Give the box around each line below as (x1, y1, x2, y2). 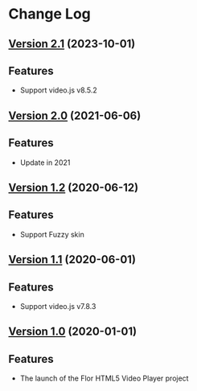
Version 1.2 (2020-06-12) (8, 180, 139, 194)
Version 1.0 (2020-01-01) (8, 325, 137, 339)
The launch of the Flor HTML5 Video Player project (19, 373, 189, 383)
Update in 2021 (19, 158, 71, 167)
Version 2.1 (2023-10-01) (8, 37, 136, 51)
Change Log (8, 5, 91, 23)
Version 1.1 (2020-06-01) (8, 253, 137, 266)
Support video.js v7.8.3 (19, 302, 96, 311)
